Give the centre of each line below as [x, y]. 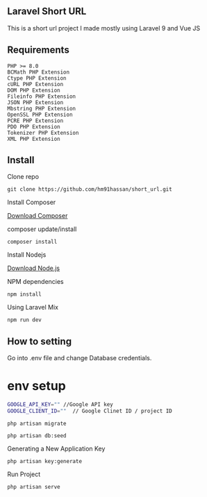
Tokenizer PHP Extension [43, 133]
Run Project [24, 474]
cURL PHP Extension [35, 84]
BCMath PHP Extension [39, 72]
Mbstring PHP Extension [42, 108]
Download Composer [38, 216]
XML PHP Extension [34, 139]
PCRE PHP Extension [35, 121]
